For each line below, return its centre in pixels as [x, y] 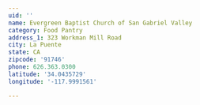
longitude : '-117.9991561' [53, 81]
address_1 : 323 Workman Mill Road [65, 37]
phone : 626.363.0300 [42, 67]
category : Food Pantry [45, 30]
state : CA [25, 52]
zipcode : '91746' [37, 60]
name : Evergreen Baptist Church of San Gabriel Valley [100, 23]
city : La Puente [35, 45]
